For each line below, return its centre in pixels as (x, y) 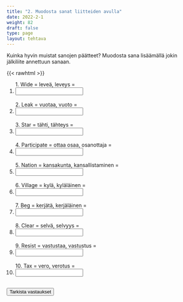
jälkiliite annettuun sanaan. (39, 62)
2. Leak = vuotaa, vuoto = (46, 104)
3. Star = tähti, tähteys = (44, 125)
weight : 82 (20, 22)
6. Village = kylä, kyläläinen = (50, 185)
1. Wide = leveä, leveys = (45, 84)
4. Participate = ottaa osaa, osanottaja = (63, 145)
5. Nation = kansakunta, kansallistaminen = (67, 165)
